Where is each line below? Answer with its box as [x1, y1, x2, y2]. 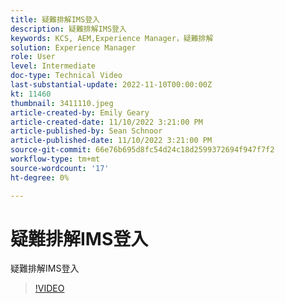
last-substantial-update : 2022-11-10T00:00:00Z [10, 80, 213, 90]
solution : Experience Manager [10, 42, 137, 53]
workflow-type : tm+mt [10, 154, 101, 164]
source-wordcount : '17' [10, 163, 110, 173]
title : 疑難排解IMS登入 [10, 14, 100, 25]
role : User [10, 52, 56, 62]
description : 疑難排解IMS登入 [10, 24, 127, 34]
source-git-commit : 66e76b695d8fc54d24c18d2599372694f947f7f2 [10, 145, 275, 155]
